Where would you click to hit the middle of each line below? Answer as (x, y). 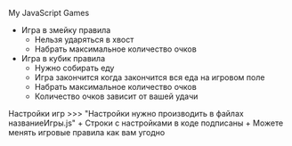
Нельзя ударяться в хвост (84, 40)
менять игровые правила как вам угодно (87, 132)
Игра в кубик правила (63, 58)
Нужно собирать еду (74, 68)
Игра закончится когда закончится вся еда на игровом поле (150, 77)
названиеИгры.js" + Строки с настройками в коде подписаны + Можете (146, 123)
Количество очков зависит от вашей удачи (116, 96)
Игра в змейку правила (66, 30)
